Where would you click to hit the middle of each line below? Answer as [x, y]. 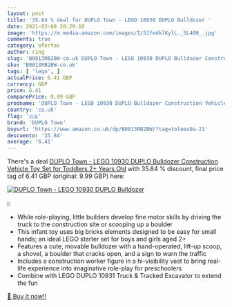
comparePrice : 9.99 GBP [41, 97]
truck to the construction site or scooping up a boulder [95, 224]
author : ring [26, 52]
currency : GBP [28, 84]
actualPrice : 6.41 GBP [40, 78]
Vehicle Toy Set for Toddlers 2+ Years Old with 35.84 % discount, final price [116, 169]
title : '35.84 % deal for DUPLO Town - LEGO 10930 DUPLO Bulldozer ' [109, 20]
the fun [27, 283]
